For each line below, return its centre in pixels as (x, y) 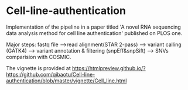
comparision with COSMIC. (39, 57)
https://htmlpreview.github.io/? (109, 68)
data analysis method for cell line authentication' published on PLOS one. (94, 33)
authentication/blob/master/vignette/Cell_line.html (66, 81)
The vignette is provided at (39, 68)
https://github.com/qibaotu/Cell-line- (51, 74)
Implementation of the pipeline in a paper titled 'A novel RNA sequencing (94, 27)
